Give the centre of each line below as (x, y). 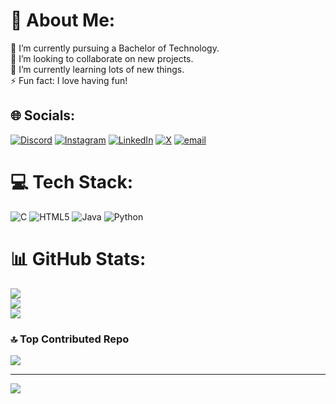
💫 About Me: (63, 20)
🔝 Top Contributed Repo (70, 339)
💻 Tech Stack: (72, 181)
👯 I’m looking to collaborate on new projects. (102, 58)
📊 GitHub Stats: (78, 258)
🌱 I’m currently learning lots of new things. (97, 69)
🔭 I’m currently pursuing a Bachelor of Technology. (115, 48)
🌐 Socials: (43, 115)
